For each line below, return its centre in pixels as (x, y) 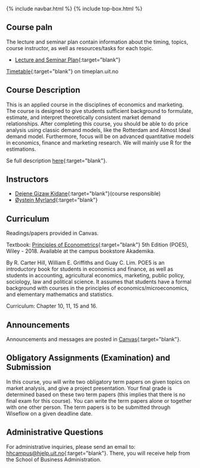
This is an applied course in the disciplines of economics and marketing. (95, 105)
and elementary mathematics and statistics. (60, 295)
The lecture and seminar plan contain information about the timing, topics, (97, 42)
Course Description (43, 90)
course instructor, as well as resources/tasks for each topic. (80, 48)
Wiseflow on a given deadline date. (49, 413)
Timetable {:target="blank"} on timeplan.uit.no (62, 71)
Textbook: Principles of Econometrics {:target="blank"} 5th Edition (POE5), (97, 245)
